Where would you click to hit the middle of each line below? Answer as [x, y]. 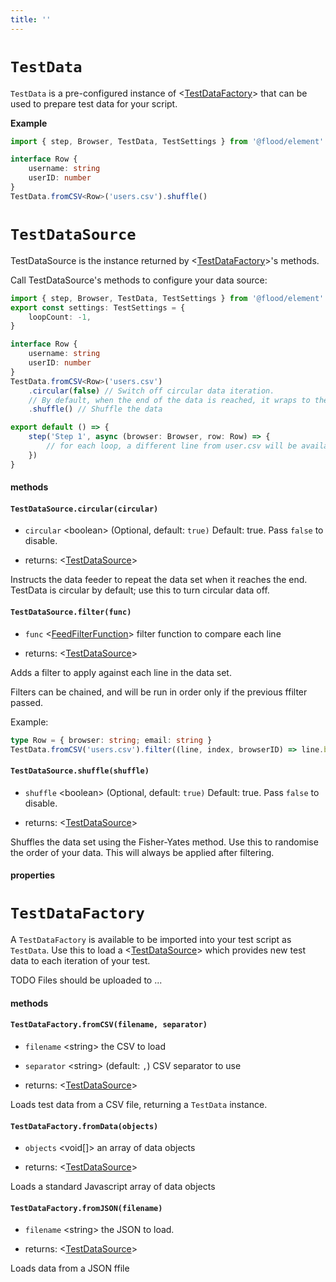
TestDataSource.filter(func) [71, 612]
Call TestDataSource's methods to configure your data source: [139, 280]
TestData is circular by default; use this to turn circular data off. [140, 590]
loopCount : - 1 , [60, 317]
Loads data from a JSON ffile [70, 1268]
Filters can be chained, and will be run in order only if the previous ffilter [159, 692]
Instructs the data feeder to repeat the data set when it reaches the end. [159, 580]
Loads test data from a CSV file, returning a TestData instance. [139, 1104]
